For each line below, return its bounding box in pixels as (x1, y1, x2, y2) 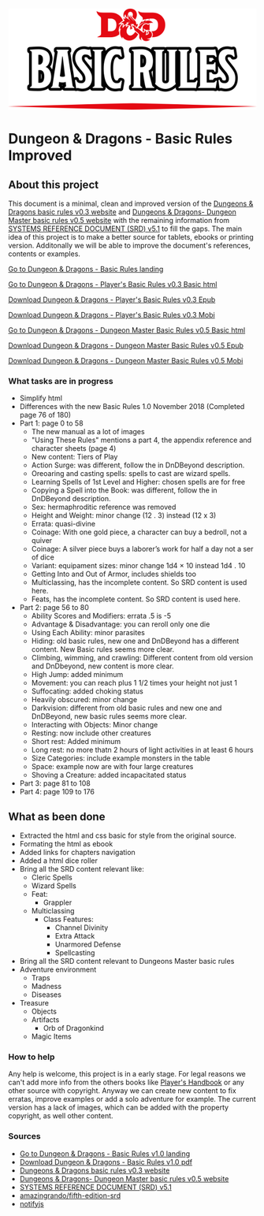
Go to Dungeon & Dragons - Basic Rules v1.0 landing (19, 1148, 191, 1158)
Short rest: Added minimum (31, 737, 121, 746)
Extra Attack (54, 932, 95, 941)
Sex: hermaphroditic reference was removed (31, 502, 177, 512)
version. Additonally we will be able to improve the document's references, (8, 240, 251, 250)
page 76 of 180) (19, 411, 72, 420)
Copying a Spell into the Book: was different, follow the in (31, 485, 218, 495)
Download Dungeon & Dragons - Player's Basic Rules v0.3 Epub (8, 295, 216, 304)
